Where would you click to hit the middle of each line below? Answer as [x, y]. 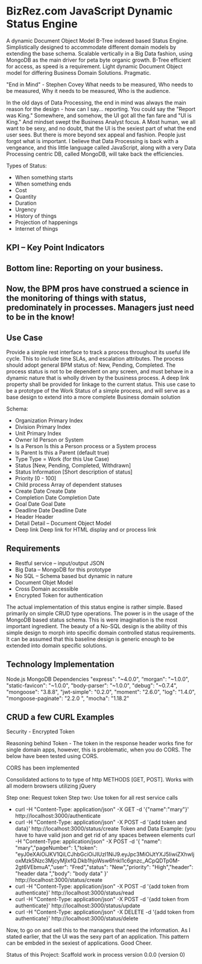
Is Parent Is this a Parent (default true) [62, 452]
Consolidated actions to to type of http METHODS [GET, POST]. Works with [100, 780]
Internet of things [36, 228]
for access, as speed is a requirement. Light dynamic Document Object [94, 66]
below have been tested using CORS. [52, 756]
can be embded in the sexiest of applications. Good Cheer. [79, 943]
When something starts [44, 177]
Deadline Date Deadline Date [51, 510]
